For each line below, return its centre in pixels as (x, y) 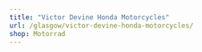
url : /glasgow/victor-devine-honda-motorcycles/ (101, 26)
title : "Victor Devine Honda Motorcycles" (89, 17)
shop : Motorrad (38, 33)
